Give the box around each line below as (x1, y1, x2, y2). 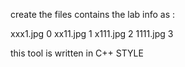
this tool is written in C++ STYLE (10, 47, 144, 59)
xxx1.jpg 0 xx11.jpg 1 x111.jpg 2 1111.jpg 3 (10, 28, 174, 39)
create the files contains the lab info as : (10, 9, 176, 20)
